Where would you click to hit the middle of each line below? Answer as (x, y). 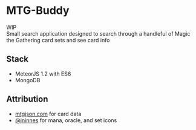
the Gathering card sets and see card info (58, 40)
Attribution (27, 99)
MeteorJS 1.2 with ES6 (43, 74)
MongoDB (28, 80)
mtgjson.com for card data (48, 114)
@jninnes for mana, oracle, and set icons (66, 120)
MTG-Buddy (38, 11)
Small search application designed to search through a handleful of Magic (98, 33)
